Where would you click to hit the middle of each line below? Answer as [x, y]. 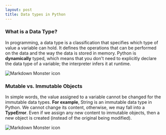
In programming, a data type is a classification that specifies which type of [82, 42]
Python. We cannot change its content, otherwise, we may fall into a [75, 108]
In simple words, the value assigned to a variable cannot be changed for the [83, 97]
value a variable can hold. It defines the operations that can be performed [81, 48]
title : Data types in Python [35, 14]
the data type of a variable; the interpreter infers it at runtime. [68, 64]
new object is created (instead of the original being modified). [69, 118]
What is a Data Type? [31, 32]
